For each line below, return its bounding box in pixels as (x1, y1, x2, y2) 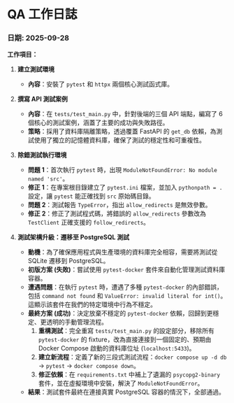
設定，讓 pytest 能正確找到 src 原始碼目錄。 (27, 192, 155, 200)
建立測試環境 (17, 65, 54, 73)
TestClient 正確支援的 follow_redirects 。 (27, 218, 150, 227)
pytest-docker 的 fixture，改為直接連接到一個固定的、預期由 (38, 335, 212, 344)
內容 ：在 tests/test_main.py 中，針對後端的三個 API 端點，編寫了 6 (27, 110, 224, 118)
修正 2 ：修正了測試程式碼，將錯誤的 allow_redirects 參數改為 (27, 209, 206, 218)
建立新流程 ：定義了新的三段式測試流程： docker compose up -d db (38, 353, 227, 361)
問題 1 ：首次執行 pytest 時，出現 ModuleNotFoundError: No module (27, 166, 218, 174)
